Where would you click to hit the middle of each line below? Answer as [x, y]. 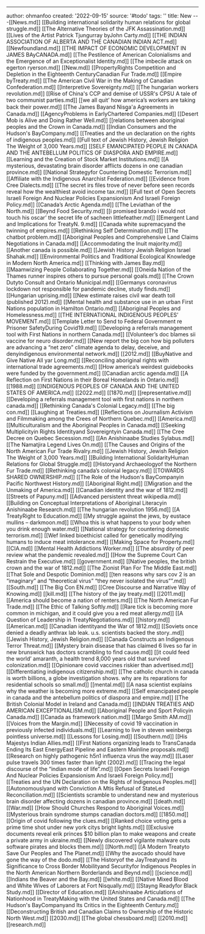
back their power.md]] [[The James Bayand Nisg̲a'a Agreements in [90, 107]
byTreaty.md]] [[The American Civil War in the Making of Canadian [90, 81]
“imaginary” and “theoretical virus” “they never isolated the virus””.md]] [96, 581]
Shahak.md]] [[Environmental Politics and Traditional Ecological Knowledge [101, 256]
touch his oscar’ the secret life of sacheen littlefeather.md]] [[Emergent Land [103, 218]
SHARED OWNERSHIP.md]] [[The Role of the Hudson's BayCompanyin [95, 477]
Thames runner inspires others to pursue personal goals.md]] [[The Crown [100, 276]
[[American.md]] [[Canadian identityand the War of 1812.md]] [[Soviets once [102, 626]
